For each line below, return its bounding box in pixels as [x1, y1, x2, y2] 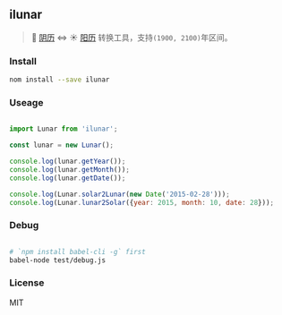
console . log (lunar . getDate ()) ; [9, 174, 126, 183]
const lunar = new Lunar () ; [9, 140, 115, 150]
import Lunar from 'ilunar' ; [9, 124, 118, 133]
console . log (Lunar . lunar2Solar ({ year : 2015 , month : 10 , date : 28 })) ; [9, 198, 275, 207]
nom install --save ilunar [9, 75, 110, 84]
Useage [9, 96, 44, 108]
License [9, 277, 45, 289]
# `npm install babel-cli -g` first [9, 247, 146, 256]
